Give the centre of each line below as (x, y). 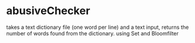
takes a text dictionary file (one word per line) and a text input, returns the (98, 27)
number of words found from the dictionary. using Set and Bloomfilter (92, 33)
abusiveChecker (48, 11)
